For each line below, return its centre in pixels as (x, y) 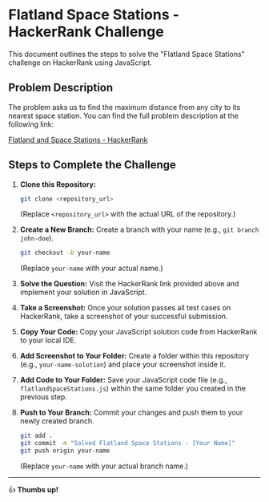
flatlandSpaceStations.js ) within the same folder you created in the (133, 389)
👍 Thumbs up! (33, 489)
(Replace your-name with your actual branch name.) (104, 466)
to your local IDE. (48, 340)
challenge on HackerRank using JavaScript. (80, 63)
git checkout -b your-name (65, 253)
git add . (36, 436)
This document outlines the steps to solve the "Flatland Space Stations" (127, 54)
